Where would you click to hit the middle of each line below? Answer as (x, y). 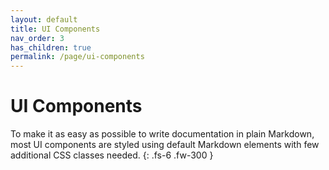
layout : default (44, 19)
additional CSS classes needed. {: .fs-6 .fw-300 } (112, 155)
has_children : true (51, 47)
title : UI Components (55, 29)
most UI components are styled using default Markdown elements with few (165, 145)
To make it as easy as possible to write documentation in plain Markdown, (162, 134)
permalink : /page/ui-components (77, 57)
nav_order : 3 (37, 38)
